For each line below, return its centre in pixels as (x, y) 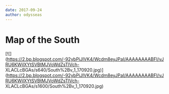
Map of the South (43, 40)
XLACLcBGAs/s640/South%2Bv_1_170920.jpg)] (54, 70)
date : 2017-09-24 (24, 10)
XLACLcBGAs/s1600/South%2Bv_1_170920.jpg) (54, 86)
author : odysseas (24, 15)
